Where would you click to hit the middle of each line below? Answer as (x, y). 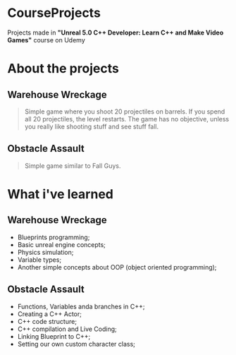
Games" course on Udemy (46, 40)
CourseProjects (54, 13)
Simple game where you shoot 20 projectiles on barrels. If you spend (125, 112)
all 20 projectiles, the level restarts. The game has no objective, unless (127, 119)
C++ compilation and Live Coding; (67, 329)
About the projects (63, 69)
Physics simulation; (45, 252)
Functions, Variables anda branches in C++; (81, 306)
